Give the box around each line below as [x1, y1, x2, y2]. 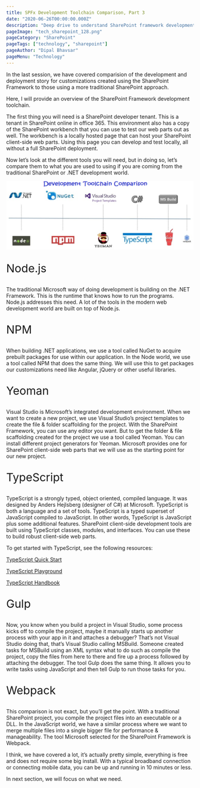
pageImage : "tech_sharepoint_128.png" [6, 29, 102, 35]
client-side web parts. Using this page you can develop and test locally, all [6, 138, 189, 146]
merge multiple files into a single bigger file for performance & [6, 727, 159, 734]
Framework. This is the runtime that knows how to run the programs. [6, 293, 174, 300]
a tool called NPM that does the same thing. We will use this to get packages [6, 360, 194, 367]
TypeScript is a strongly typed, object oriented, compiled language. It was [6, 495, 187, 502]
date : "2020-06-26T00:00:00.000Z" [6, 16, 92, 22]
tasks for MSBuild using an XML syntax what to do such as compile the [6, 647, 180, 654]
